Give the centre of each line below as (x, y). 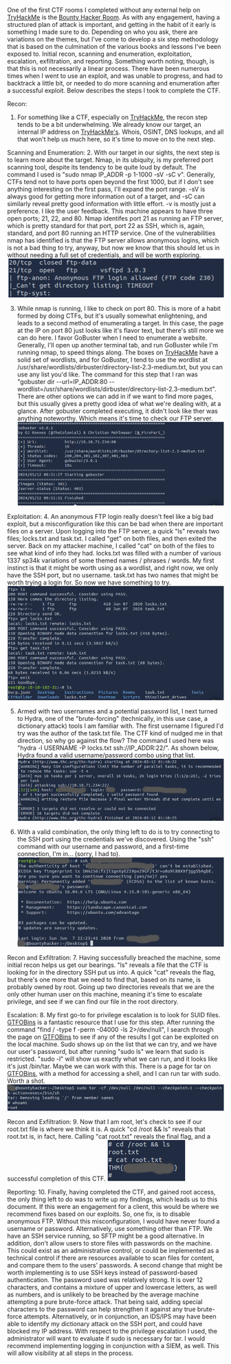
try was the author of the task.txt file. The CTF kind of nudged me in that (120, 733)
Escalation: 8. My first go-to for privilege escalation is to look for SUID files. (114, 1015)
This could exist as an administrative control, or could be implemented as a (113, 1250)
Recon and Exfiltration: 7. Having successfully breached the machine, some (114, 957)
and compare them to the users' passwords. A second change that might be (115, 1265)
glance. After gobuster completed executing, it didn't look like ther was (117, 411)
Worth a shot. (26, 1081)
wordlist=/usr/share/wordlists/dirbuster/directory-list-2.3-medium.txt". (117, 389)
